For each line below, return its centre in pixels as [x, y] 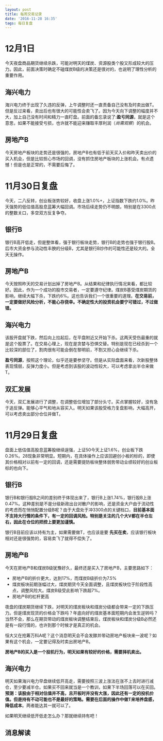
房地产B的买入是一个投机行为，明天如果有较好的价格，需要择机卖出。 [74, 652]
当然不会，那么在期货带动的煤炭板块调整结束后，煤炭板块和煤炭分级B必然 [79, 619]
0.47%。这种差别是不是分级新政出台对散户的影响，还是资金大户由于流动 [78, 503]
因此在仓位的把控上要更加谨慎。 [45, 522]
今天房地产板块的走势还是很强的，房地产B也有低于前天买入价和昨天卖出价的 [81, 152]
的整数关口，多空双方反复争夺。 [37, 213]
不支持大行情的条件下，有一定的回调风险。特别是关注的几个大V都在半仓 [77, 516]
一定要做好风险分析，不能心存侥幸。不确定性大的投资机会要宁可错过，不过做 [81, 302]
